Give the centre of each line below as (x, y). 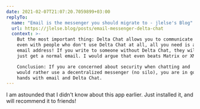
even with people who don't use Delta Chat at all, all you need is (104, 45)
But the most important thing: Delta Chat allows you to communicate (105, 39)
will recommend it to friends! (41, 101)
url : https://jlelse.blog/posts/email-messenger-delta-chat (87, 28)
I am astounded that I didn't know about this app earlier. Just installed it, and (100, 95)
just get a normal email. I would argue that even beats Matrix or (102, 56)
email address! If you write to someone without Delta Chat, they (101, 51)
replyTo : (17, 17)
